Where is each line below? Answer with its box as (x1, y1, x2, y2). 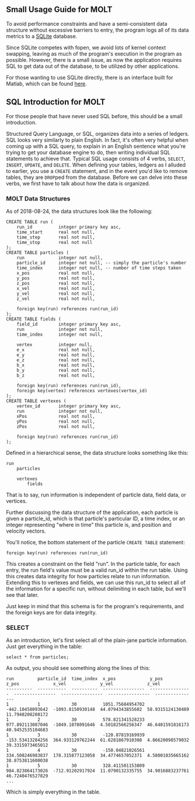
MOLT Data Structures (6, 194, 71, 202)
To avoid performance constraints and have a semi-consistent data (6, 20, 168, 27)
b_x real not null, (16, 362, 95, 368)
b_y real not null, (16, 367, 95, 373)
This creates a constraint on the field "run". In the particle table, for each (6, 560, 180, 567)
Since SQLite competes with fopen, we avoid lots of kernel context (6, 44, 166, 51)
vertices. (6, 497, 27, 505)
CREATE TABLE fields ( (6, 316, 61, 322)
